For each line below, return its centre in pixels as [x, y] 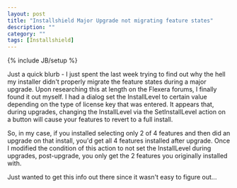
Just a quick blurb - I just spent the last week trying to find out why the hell [116, 74]
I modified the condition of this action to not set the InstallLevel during [109, 148]
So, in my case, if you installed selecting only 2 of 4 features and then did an [119, 133]
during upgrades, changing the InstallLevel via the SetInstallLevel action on [117, 112]
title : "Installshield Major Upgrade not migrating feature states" [110, 21]
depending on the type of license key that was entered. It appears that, [111, 104]
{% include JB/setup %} [42, 60]
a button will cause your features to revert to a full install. [90, 120]
